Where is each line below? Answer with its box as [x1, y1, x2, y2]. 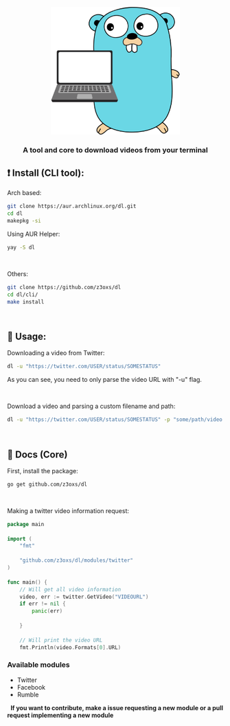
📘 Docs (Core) [7, 449, 68, 460]
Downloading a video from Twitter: [7, 349, 105, 357]
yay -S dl [7, 244, 36, 251]
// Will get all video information [19, 586, 122, 593]
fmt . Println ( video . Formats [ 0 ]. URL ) [19, 644, 122, 651]
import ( [7, 535, 32, 542]
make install [7, 298, 45, 305]
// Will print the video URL [19, 637, 103, 644]
